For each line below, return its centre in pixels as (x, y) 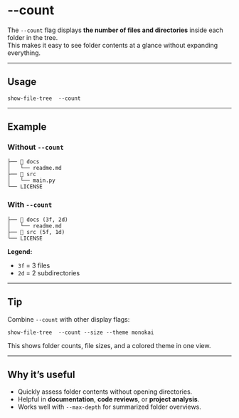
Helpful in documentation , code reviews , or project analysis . (108, 399)
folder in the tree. (33, 37)
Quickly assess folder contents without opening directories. (105, 392)
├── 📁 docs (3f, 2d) (38, 220)
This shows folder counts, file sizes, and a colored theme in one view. (109, 345)
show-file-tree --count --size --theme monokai (81, 332)
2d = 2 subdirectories (49, 272)
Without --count (36, 147)
